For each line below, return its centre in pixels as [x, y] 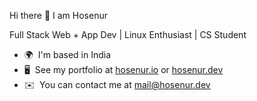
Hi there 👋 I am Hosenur [58, 15]
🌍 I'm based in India [67, 54]
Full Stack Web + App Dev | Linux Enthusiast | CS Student [128, 34]
